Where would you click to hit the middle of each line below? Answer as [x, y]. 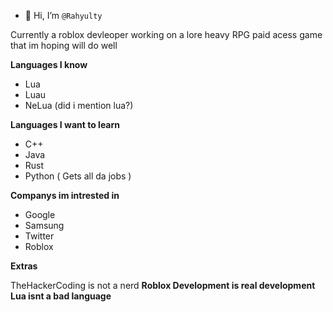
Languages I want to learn [65, 124]
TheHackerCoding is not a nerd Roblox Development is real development [163, 285]
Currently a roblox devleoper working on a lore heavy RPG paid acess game [166, 34]
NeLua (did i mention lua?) [79, 105]
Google [40, 214]
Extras [24, 266]
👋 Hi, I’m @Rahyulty [63, 15]
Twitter [39, 236]
